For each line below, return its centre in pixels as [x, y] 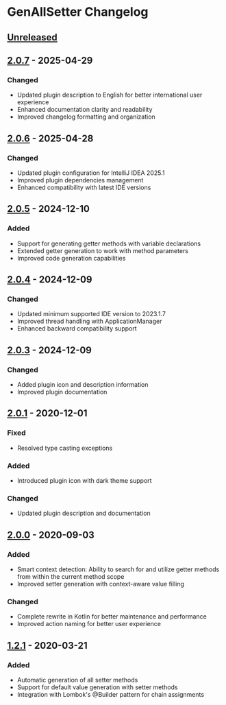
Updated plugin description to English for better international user [110, 95]
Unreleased [33, 37]
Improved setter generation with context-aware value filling [101, 584]
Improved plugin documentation [62, 392]
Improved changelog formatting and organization [86, 117]
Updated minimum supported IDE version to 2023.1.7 [91, 314]
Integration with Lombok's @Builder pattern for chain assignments [110, 694]
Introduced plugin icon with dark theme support [84, 480]
